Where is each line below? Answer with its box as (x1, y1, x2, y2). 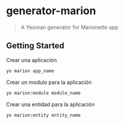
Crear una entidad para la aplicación (6, 100, 95, 107)
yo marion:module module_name (6, 90, 81, 96)
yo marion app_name (6, 68, 55, 74)
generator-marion (6, 4, 96, 18)
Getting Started (6, 41, 65, 51)
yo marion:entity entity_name (6, 112, 81, 118)
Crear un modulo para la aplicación (6, 79, 92, 86)
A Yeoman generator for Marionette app (20, 24, 119, 31)
